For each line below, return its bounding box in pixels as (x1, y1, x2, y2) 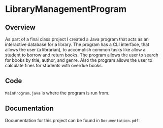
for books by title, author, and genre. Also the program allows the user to (5, 57, 153, 63)
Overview (5, 23, 36, 32)
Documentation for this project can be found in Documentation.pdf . (5, 117, 140, 123)
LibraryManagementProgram (5, 3, 127, 15)
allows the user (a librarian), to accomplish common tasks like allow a (5, 47, 146, 52)
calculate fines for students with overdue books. (5, 63, 103, 68)
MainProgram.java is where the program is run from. (5, 90, 110, 96)
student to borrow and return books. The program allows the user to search (5, 52, 159, 58)
